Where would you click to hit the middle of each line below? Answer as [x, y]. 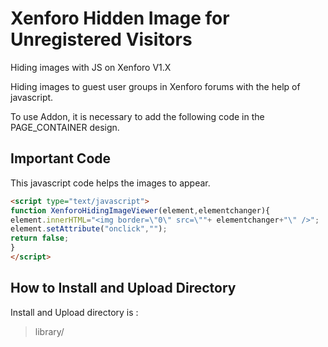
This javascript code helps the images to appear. [110, 183]
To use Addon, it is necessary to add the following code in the [137, 116]
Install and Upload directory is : [74, 312]
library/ [49, 331]
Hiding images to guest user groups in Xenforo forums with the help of [155, 86]
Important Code [61, 158]
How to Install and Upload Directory [123, 288]
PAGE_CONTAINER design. [65, 127]
